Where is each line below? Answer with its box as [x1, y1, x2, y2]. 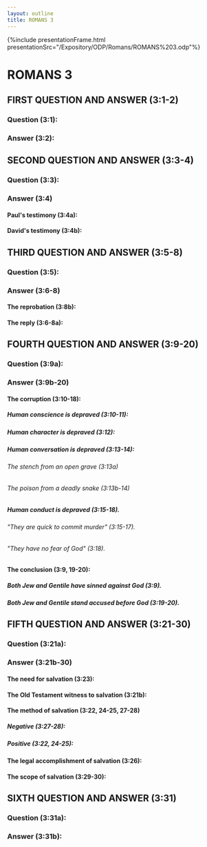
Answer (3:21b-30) [7, 657, 72, 667]
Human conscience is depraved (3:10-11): [7, 411, 129, 419]
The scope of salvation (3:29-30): [7, 773, 107, 781]
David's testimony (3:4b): [7, 227, 83, 235]
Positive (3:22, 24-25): [7, 739, 74, 748]
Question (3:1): [7, 115, 58, 124]
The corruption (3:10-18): [7, 394, 81, 403]
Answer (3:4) [7, 194, 53, 203]
